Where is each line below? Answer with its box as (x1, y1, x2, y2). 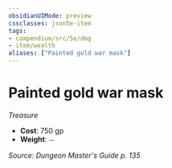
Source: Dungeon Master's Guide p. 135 (8, 150, 141, 160)
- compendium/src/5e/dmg (8, 34, 92, 43)
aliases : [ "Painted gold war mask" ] (8, 49, 131, 57)
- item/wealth (8, 42, 56, 50)
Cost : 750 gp (19, 125, 64, 135)
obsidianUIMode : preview (8, 11, 92, 20)
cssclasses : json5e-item (8, 19, 92, 27)
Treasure (8, 110, 39, 120)
